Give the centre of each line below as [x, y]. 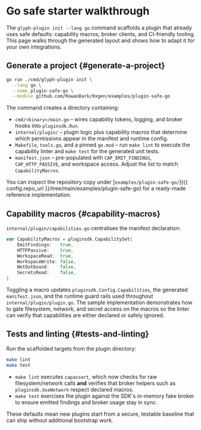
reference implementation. [39, 195]
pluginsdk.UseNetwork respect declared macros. [74, 389]
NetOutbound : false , [47, 267]
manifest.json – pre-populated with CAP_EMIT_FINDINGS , [83, 158]
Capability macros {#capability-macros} [83, 213]
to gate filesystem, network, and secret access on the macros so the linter [98, 309]
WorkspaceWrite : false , [47, 262]
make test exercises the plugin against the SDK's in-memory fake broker [104, 396]
